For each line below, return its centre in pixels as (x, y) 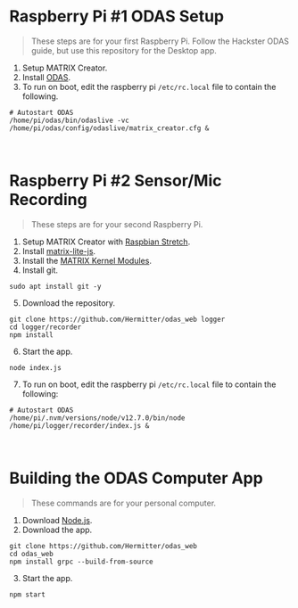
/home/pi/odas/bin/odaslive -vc (69, 120)
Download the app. (57, 530)
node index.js (36, 367)
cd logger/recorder (46, 327)
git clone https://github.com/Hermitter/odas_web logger (117, 319)
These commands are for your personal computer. (124, 503)
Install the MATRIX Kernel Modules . (87, 260)
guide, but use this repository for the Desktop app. (124, 50)
